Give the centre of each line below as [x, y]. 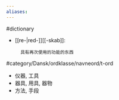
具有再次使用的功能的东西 [47, 52]
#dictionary [20, 29]
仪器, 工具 [27, 76]
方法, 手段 [27, 90]
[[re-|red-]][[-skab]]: [40, 40]
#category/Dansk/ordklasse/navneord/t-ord [60, 63]
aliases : [17, 12]
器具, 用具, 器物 [33, 83]
